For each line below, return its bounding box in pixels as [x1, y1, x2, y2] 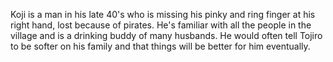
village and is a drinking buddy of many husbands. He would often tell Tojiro [10, 30, 323, 41]
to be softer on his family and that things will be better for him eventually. [10, 40, 311, 52]
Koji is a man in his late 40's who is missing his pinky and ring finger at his [10, 9, 316, 20]
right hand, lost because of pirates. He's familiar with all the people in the [10, 19, 312, 31]
